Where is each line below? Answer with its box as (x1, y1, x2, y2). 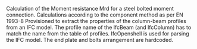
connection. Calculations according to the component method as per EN (6, 11, 183, 18)
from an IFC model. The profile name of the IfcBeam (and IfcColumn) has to (6, 24, 192, 31)
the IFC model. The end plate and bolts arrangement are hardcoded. (6, 37, 174, 43)
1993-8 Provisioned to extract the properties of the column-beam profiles (6, 18, 186, 24)
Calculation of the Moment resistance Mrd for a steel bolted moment (6, 5, 174, 12)
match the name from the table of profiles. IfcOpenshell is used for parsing (6, 30, 189, 37)
